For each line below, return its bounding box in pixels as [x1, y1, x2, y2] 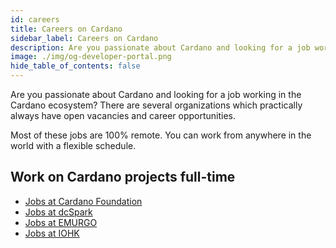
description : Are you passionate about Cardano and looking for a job [10, 42, 311, 53]
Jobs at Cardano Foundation [24, 195, 143, 207]
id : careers [10, 14, 60, 25]
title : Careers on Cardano [10, 24, 123, 34]
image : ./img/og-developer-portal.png [10, 52, 172, 62]
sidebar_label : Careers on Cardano [10, 33, 159, 43]
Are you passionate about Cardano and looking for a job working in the [10, 89, 302, 100]
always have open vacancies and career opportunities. [10, 110, 237, 121]
